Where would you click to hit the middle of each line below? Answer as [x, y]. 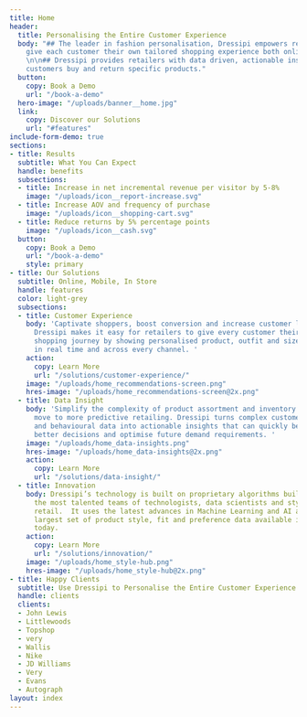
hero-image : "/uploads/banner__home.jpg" [98, 103]
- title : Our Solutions [55, 273]
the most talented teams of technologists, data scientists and [159, 503]
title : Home [32, 18]
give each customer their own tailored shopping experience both [153, 52]
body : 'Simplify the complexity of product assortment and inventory [161, 409]
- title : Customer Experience [75, 316]
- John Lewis [42, 614]
